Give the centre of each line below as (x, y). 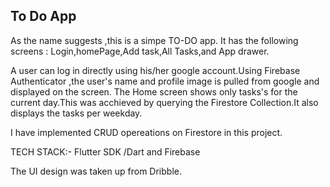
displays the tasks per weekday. (76, 113)
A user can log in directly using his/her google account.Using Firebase (155, 70)
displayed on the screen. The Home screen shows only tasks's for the (154, 91)
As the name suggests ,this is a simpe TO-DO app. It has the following (154, 40)
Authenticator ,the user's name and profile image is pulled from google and (165, 81)
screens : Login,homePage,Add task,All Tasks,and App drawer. (140, 51)
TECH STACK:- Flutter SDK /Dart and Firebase (105, 151)
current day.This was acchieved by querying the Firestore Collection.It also (164, 102)
